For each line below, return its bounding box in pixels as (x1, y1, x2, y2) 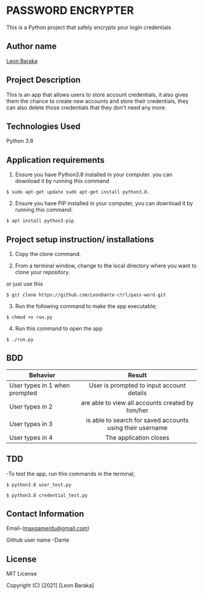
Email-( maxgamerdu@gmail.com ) (6, 525, 89, 532)
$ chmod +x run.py (6, 314, 53, 320)
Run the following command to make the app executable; (14, 303, 157, 309)
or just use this (6, 280, 43, 288)
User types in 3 (9, 419, 53, 428)
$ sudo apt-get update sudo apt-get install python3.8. (6, 189, 150, 196)
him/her (126, 406, 149, 415)
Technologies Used (6, 121, 80, 131)
